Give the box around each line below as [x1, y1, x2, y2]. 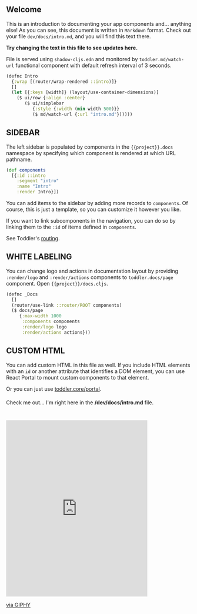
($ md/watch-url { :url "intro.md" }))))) [32, 111, 133, 117]
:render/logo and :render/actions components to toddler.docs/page [6, 273, 173, 281]
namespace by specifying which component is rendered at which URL [6, 149, 176, 156]
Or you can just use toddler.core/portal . [6, 385, 102, 392]
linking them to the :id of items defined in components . [6, 223, 136, 230]
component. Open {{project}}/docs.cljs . [6, 280, 108, 287]
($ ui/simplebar [24, 100, 65, 106]
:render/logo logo [21, 324, 67, 330]
